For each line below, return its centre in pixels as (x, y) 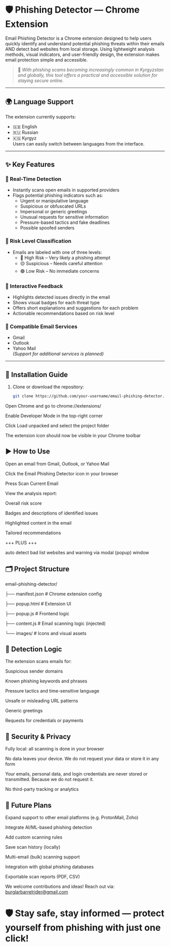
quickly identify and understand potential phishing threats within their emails (85, 43)
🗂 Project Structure (37, 569)
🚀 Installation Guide (37, 375)
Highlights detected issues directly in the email (61, 297)
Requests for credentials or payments (44, 721)
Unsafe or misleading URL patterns (42, 701)
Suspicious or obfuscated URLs (53, 206)
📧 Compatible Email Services (41, 326)
